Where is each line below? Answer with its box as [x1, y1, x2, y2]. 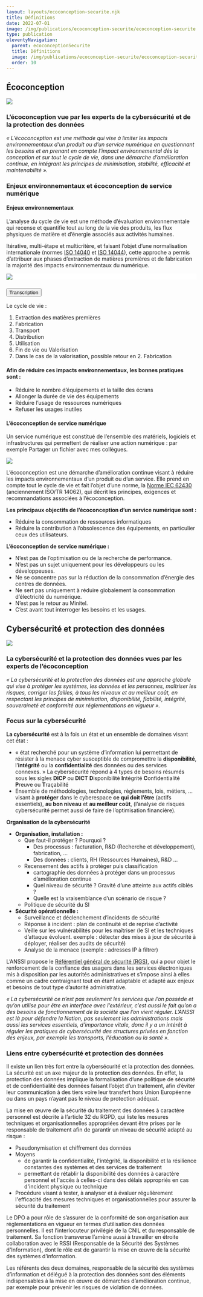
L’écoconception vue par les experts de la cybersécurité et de [6, 113, 192, 121]
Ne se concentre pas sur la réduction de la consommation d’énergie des [14, 574, 195, 581]
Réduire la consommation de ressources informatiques [14, 518, 152, 525]
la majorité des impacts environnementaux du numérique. [6, 261, 150, 268]
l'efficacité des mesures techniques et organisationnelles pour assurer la [14, 1196, 196, 1203]
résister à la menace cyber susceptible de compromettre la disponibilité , [14, 755, 197, 762]
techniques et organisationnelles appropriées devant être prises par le [6, 1119, 181, 1127]
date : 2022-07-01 [6, 20, 50, 26]
